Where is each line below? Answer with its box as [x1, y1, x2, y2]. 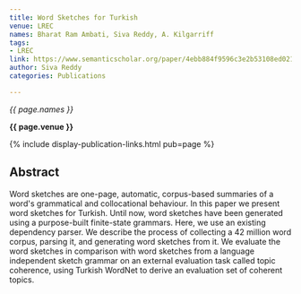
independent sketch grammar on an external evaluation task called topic [9, 255, 276, 265]
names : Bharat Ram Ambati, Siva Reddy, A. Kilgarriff [9, 30, 215, 39]
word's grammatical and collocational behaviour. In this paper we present [9, 198, 280, 209]
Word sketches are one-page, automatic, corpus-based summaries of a [9, 188, 274, 199]
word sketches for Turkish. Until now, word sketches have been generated [9, 207, 284, 218]
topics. [9, 274, 35, 285]
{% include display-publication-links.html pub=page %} [9, 138, 215, 149]
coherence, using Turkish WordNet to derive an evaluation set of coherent [9, 264, 283, 275]
